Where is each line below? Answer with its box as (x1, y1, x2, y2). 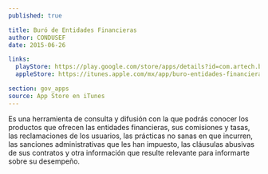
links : (8, 55, 30, 64)
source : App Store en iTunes (8, 92, 105, 100)
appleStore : (15, 70, 56, 78)
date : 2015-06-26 (8, 41, 66, 49)
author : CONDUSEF (8, 34, 66, 42)
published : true (8, 11, 62, 20)
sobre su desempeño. (8, 156, 81, 166)
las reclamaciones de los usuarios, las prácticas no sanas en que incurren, (8, 131, 253, 140)
